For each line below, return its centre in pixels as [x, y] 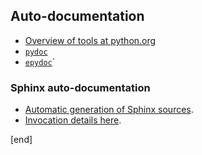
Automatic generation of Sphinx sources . [109, 110]
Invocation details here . [73, 120]
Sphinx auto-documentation [80, 87]
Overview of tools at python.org [90, 40]
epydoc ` [40, 61]
